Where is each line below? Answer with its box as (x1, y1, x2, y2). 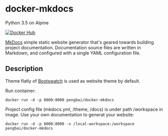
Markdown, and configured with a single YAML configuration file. (5, 50, 141, 56)
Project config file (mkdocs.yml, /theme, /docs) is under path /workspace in (5, 106, 163, 112)
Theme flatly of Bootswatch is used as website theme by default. (5, 78, 141, 84)
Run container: (5, 88, 36, 94)
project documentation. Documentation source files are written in (5, 44, 141, 50)
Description (5, 64, 43, 73)
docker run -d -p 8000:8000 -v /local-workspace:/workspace (5, 121, 135, 126)
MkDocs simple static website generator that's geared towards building (5, 39, 154, 45)
